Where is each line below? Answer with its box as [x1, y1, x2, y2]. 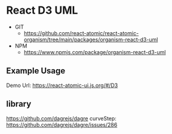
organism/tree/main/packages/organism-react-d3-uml [23, 36, 158, 43]
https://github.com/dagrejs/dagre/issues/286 [6, 121, 118, 128]
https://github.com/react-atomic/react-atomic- [23, 29, 139, 36]
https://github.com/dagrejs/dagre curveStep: [6, 114, 116, 122]
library [6, 99, 32, 109]
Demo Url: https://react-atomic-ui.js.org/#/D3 [6, 82, 118, 89]
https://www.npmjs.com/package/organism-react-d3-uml [23, 48, 166, 55]
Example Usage [6, 66, 66, 76]
